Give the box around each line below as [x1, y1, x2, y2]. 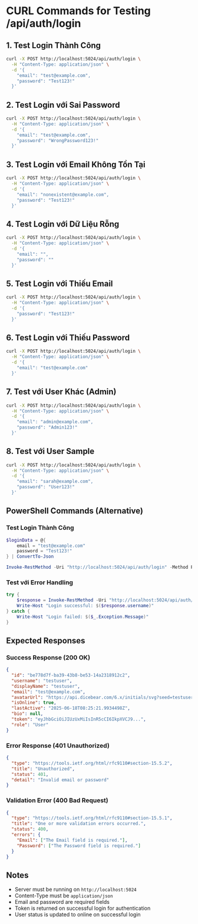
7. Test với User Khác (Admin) [6, 387, 117, 397]
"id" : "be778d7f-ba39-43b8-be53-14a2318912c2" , [11, 672, 131, 678]
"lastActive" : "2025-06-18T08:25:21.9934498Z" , [11, 706, 131, 711]
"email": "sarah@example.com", [16, 478, 94, 485]
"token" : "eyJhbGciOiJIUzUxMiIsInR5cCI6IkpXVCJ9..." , [11, 716, 146, 723]
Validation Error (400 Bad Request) [6, 796, 109, 804]
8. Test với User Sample [6, 446, 95, 456]
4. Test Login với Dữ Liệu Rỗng [6, 219, 120, 229]
